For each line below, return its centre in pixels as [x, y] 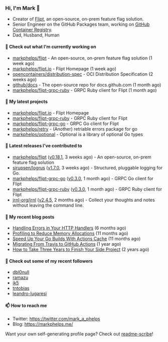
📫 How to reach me [26, 305]
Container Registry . [32, 30]
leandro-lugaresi [30, 294]
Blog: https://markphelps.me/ [43, 324]
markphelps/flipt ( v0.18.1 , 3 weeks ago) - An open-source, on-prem [82, 157]
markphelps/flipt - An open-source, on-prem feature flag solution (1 [82, 58]
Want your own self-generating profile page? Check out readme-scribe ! [79, 334]
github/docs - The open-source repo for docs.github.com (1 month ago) [87, 85]
